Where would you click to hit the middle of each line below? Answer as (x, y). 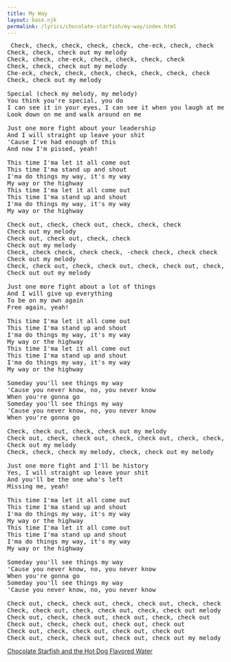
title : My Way (27, 13)
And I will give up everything (60, 294)
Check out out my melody (49, 273)
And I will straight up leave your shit (76, 135)
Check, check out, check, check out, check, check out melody (114, 611)
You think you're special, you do (65, 101)
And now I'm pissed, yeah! (53, 149)
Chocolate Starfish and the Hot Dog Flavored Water (80, 651)
